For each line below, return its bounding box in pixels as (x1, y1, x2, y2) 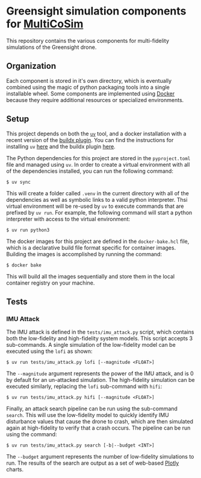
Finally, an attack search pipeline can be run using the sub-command (6, 405, 178, 412)
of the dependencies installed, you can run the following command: (6, 167, 173, 175)
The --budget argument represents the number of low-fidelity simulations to (6, 453, 194, 460)
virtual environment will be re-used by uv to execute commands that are (6, 202, 184, 210)
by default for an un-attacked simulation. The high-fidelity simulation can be (6, 376, 195, 384)
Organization (6, 61, 56, 71)
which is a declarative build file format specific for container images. (6, 244, 176, 251)
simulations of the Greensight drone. (6, 44, 97, 51)
